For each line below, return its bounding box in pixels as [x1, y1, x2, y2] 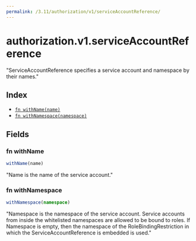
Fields [6, 129, 30, 139]
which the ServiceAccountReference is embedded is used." [6, 229, 151, 236]
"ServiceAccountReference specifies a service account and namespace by [6, 66, 190, 74]
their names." [6, 72, 39, 80]
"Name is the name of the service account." [6, 171, 113, 178]
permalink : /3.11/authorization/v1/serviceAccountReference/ [6, 8, 161, 15]
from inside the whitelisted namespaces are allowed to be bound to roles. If [6, 217, 191, 224]
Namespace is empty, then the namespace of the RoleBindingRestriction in [6, 223, 189, 230]
